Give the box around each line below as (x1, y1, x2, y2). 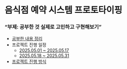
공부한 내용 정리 (11, 36, 42, 42)
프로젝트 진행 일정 (11, 42, 46, 48)
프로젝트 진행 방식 (11, 59, 46, 65)
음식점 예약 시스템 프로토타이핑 (4, 4, 123, 16)
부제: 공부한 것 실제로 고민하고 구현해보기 (7, 23, 99, 30)
